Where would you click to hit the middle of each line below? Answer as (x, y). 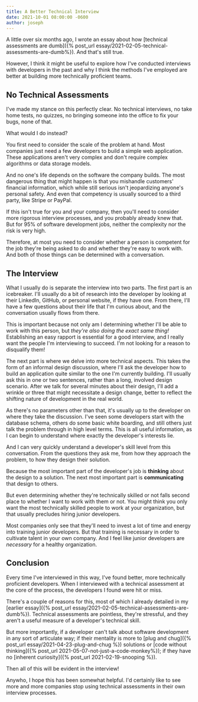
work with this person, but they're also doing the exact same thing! (88, 331)
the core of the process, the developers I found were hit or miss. (84, 590)
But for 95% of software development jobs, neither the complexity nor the (96, 224)
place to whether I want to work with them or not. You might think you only (97, 501)
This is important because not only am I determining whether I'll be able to (97, 324)
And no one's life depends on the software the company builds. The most (95, 175)
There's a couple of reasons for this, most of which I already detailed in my (97, 601)
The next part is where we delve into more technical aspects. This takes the (98, 361)
